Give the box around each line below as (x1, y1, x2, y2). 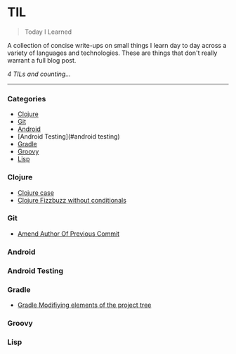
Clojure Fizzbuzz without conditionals (17, 196, 126, 204)
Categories (7, 94, 46, 103)
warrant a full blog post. (7, 56, 77, 64)
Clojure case (17, 188, 55, 197)
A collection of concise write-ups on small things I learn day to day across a (7, 41, 227, 49)
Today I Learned (24, 27, 72, 36)
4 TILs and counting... (7, 70, 72, 78)
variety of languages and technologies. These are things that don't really (7, 49, 218, 57)
